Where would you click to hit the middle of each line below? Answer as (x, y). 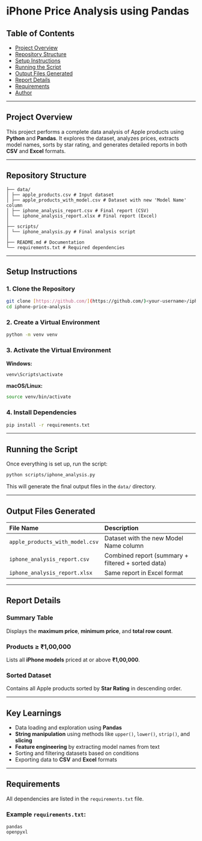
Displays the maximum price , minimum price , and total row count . (90, 631)
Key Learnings (34, 713)
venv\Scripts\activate (35, 374)
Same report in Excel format (144, 573)
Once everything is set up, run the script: (57, 464)
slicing (23, 740)
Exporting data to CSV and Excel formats (66, 760)
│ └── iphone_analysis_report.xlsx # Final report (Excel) (82, 216)
